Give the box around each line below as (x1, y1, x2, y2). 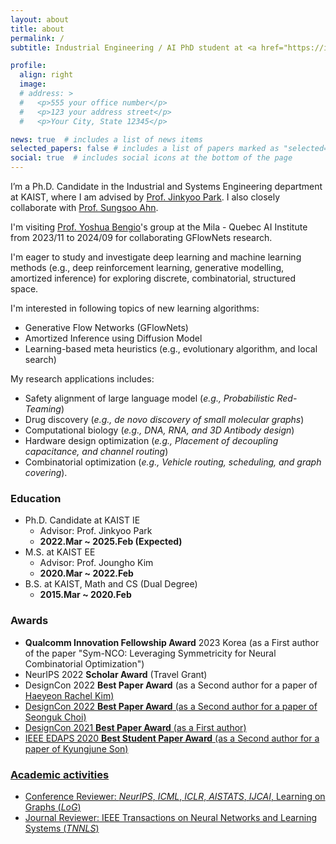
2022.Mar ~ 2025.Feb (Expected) (39, 536, 183, 548)
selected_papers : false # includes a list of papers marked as (10, 144, 280, 154)
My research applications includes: (10, 373, 155, 385)
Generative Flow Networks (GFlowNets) (24, 322, 189, 333)
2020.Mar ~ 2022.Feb (39, 567, 134, 580)
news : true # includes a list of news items (10, 134, 203, 145)
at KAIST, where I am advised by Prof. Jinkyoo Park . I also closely (10, 191, 281, 203)
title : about (10, 24, 65, 34)
